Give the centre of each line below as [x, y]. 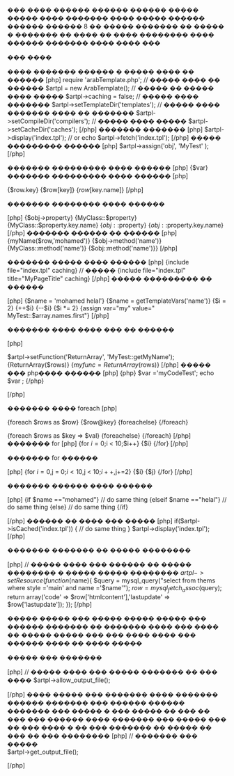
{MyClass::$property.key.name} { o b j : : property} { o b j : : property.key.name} [116, 225]
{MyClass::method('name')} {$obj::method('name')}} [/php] [92, 248]
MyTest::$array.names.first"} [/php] [58, 316]
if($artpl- [187, 521]
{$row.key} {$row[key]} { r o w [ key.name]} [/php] [76, 190]
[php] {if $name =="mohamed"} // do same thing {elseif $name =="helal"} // [117, 499]
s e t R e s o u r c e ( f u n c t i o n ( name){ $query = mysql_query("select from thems [111, 580]
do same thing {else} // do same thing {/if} [68, 507]
